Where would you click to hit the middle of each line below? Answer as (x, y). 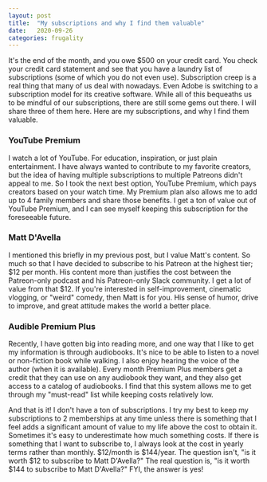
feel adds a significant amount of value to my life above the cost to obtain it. (133, 427)
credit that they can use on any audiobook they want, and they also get (125, 378)
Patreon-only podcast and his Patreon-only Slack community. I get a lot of (130, 280)
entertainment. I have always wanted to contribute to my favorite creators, (130, 166)
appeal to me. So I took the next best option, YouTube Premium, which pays (132, 183)
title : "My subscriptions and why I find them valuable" (106, 23)
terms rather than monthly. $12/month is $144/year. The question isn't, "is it (132, 453)
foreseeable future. (40, 217)
